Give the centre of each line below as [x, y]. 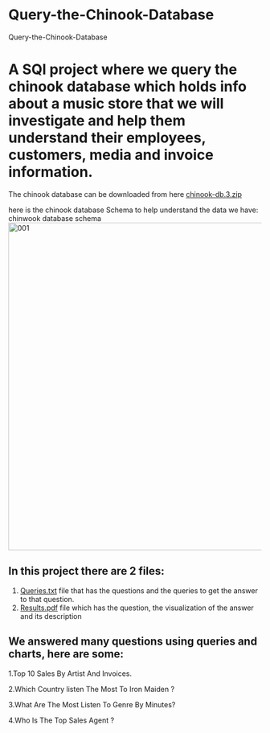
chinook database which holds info [128, 87]
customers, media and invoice [111, 155]
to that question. [47, 599]
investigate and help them [97, 121]
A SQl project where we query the [123, 70]
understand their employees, [107, 138]
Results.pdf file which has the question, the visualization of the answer [137, 608]
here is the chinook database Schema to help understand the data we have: [133, 210]
